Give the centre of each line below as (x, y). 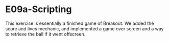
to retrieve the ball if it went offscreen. (45, 34)
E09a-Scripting (39, 9)
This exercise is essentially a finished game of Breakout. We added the (80, 23)
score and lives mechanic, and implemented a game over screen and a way (84, 28)
